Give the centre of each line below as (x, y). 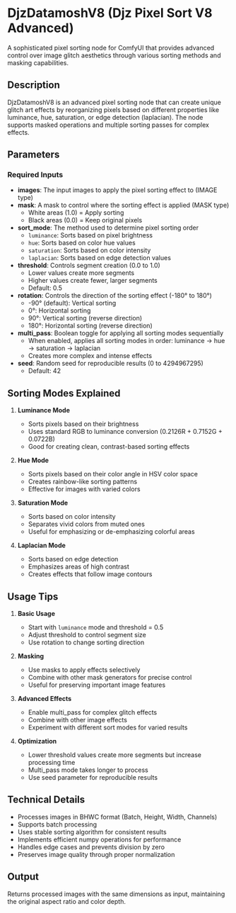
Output (23, 877)
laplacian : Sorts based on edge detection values (100, 258)
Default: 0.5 (45, 288)
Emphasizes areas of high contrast (78, 567)
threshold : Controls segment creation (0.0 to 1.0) (89, 265)
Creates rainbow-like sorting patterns (83, 482)
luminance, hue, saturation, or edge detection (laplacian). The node (105, 117)
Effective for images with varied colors (84, 489)
